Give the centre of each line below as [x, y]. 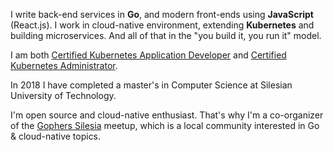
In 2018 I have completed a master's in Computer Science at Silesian [151, 85]
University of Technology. [63, 95]
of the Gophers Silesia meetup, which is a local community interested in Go [165, 125]
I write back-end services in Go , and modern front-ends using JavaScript [162, 14]
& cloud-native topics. [56, 136]
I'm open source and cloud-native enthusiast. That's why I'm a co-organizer [167, 115]
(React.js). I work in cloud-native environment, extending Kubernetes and [162, 25]
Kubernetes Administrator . [64, 65]
